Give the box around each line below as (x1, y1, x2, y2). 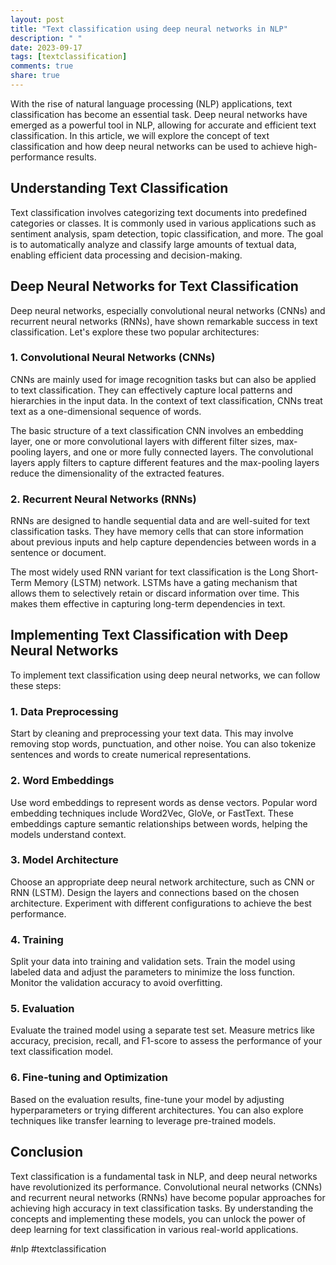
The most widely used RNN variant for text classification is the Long (10, 566, 290, 578)
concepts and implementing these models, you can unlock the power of (10, 1212, 306, 1225)
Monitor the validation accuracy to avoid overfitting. (10, 977, 223, 989)
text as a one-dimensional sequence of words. (10, 405, 202, 417)
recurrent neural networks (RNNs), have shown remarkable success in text (10, 315, 318, 327)
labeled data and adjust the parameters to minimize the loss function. (10, 966, 296, 978)
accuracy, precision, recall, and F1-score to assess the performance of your (10, 1035, 323, 1047)
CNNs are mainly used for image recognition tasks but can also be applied (10, 373, 317, 385)
